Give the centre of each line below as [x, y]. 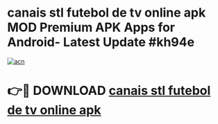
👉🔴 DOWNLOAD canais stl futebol [109, 91]
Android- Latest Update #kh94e [101, 42]
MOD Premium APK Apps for [91, 27]
